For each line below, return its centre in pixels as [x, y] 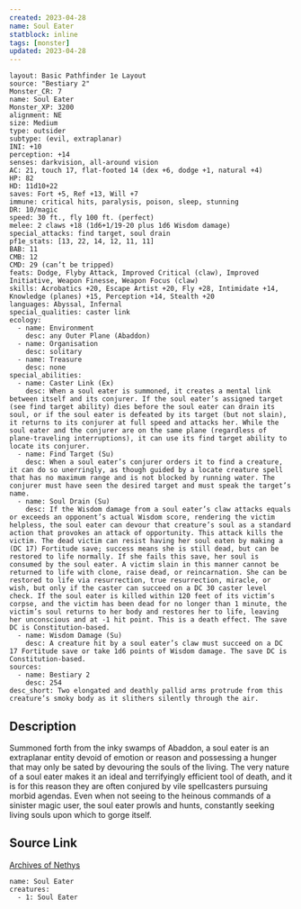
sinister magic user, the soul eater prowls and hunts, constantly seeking [142, 805]
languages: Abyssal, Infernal [66, 305]
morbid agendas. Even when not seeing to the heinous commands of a [140, 795]
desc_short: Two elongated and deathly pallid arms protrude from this [146, 691]
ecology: [26, 321]
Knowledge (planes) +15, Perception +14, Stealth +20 [112, 297]
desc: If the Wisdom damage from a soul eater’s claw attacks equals [159, 510]
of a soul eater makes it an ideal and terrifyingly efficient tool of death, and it [151, 777]
